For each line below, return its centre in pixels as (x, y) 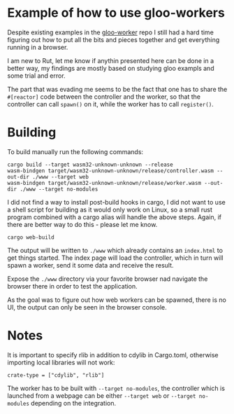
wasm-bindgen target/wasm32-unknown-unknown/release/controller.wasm (111, 171)
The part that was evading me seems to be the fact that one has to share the (117, 89)
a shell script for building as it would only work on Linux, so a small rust (110, 209)
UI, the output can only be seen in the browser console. (87, 307)
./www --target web (61, 177)
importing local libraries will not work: (61, 362)
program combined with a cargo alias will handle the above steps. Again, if (115, 217)
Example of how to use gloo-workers (116, 13)
